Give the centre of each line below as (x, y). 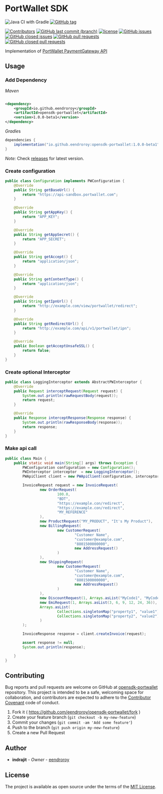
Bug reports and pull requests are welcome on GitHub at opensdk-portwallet (81, 687)
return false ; (37, 351)
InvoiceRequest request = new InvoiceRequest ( (70, 485)
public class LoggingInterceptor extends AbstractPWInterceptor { (73, 382)
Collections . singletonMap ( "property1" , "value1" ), (109, 612)
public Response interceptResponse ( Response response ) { (73, 418)
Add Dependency (26, 80)
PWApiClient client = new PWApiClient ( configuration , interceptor (91, 477)
